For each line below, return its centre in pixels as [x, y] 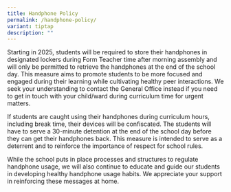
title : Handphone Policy [43, 13]
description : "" [30, 33]
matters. [19, 103]
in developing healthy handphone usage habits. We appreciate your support [114, 174]
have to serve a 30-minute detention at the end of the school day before [109, 131]
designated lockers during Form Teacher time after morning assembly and [112, 60]
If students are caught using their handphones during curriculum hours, [108, 117]
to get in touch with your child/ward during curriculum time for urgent [106, 96]
